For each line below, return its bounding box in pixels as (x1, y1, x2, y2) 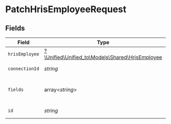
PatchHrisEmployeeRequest (5, 4, 127, 15)
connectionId (8, 66, 40, 72)
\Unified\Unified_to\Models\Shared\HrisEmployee (44, 54, 162, 60)
